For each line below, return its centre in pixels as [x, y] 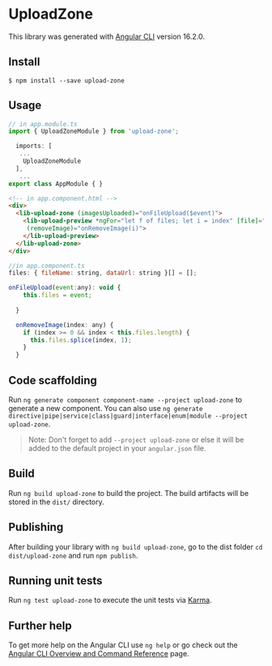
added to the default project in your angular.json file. [117, 448]
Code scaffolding [53, 380]
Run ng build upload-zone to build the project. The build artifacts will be [129, 493]
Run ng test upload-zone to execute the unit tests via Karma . [110, 600]
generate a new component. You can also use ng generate [106, 408]
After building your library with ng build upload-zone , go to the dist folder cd [136, 546]
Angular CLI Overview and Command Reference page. [99, 654]
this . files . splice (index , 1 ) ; [81, 340]
